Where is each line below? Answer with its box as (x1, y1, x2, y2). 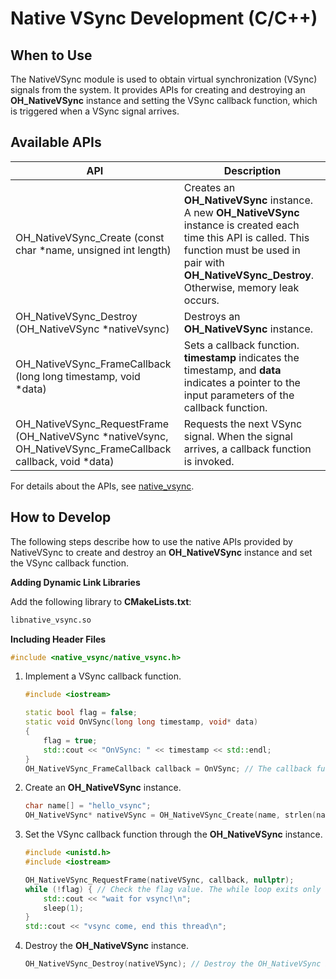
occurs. (183, 293, 220, 307)
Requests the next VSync (183, 417, 303, 431)
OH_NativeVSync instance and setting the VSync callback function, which (10, 95, 318, 106)
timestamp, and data (183, 363, 282, 377)
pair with (183, 255, 225, 269)
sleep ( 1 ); (43, 903, 84, 913)
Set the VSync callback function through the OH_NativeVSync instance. (24, 828, 323, 841)
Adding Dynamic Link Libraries (10, 576, 141, 588)
